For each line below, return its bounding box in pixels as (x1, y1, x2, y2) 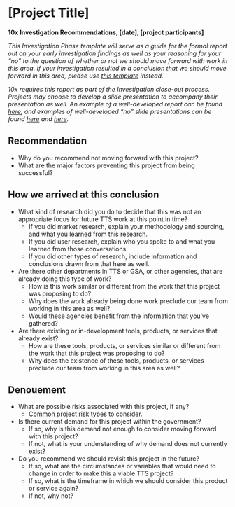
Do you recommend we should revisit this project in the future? (17, 454, 200, 463)
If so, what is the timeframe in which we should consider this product (28, 477, 228, 485)
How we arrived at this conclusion (8, 189, 159, 201)
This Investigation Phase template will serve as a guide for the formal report (8, 41, 228, 50)
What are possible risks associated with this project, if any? (17, 403, 190, 411)
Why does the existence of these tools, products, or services (28, 356, 205, 365)
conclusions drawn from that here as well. (28, 259, 150, 268)
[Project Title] (8, 5, 90, 21)
